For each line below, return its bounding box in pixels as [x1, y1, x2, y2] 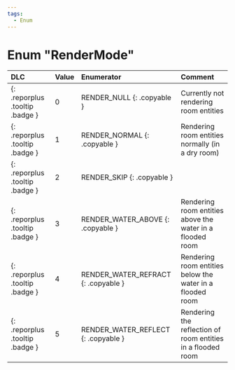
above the [180, 214, 214, 224]
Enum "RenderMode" [7, 47, 135, 63]
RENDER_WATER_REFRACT [81, 270, 171, 280]
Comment [180, 72, 215, 82]
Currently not [180, 88, 225, 98]
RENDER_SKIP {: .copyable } [81, 172, 173, 182]
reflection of [180, 325, 222, 335]
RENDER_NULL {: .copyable [81, 92, 171, 102]
